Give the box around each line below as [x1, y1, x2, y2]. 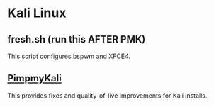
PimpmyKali [7, 72, 62, 84]
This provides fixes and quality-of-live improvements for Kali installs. [7, 91, 208, 100]
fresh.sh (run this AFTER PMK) [7, 33, 146, 45]
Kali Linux [7, 5, 67, 21]
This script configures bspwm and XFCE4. [7, 52, 131, 60]
